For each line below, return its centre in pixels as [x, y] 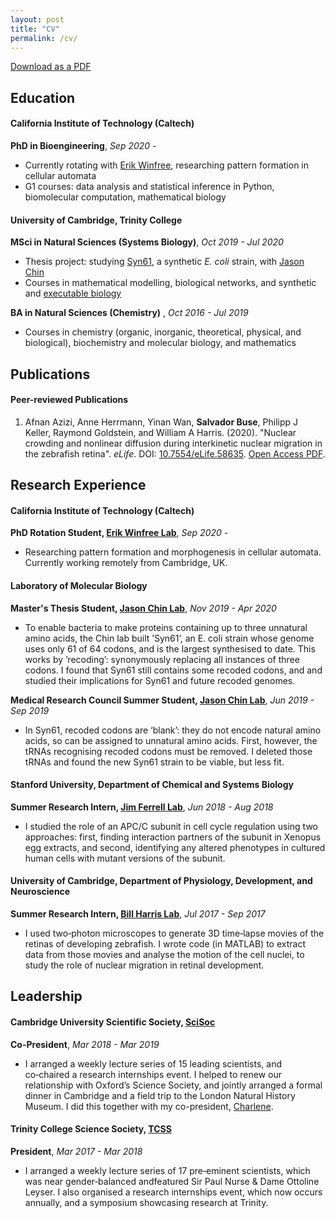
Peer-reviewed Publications [69, 400]
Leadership [46, 996]
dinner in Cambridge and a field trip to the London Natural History [160, 1095]
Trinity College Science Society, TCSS [91, 1129]
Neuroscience [40, 892]
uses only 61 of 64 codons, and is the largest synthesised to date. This [170, 648]
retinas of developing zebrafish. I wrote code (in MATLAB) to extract [165, 943]
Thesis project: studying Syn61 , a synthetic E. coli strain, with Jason [164, 262]
